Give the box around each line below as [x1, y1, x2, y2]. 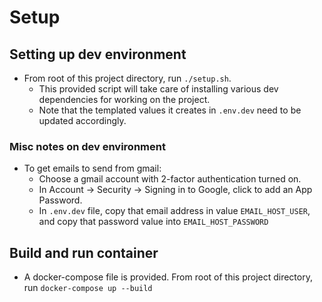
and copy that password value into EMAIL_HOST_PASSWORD [38, 216, 269, 228]
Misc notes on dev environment [9, 139, 166, 153]
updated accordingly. [38, 115, 127, 126]
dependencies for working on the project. [38, 94, 211, 105]
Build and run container [9, 244, 159, 261]
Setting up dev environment [9, 46, 187, 63]
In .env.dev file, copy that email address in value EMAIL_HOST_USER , [38, 205, 311, 217]
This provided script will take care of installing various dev [38, 83, 279, 95]
